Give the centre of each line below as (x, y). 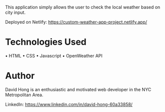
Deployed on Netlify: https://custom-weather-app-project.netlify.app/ (76, 22)
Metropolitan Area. (24, 95)
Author (20, 76)
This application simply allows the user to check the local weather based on (83, 7)
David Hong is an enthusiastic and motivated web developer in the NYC (78, 89)
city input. (15, 12)
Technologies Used (46, 42)
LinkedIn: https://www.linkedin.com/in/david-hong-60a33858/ (69, 104)
